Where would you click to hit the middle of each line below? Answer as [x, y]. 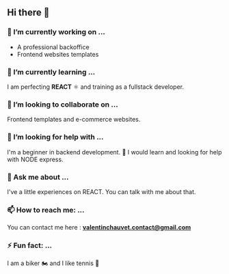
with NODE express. [35, 159]
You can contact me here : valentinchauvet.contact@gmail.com [99, 228]
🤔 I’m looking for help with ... [55, 137]
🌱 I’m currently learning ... [51, 72]
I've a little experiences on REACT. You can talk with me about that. [102, 191]
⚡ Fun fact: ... [30, 245]
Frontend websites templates [58, 54]
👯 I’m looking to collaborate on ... [63, 105]
